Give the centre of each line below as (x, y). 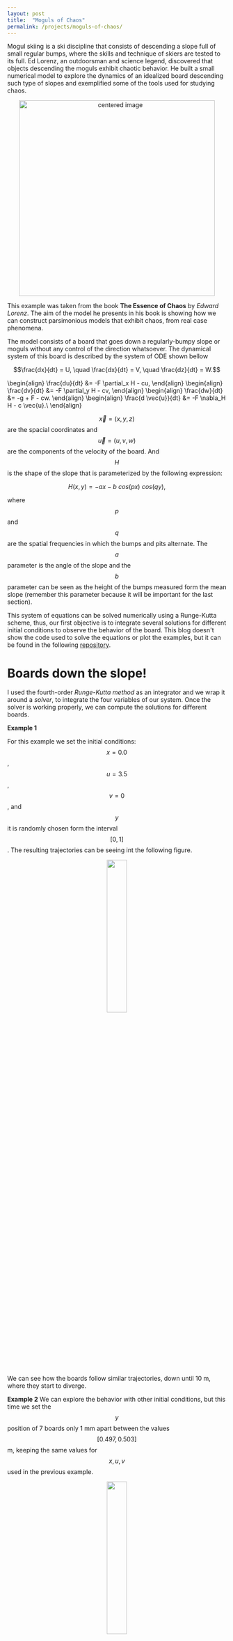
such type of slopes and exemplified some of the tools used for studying (111, 83)
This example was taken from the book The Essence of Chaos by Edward (113, 306)
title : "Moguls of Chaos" (46, 20)
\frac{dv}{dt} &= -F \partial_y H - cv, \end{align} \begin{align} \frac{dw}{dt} (115, 391)
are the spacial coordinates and (53, 430)
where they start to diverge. (47, 1386)
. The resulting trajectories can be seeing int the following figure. (100, 850)
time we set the (29, 1407)
